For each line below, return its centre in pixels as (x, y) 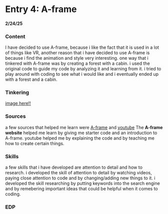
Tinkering (17, 92)
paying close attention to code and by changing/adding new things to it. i (80, 178)
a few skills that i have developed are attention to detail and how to (74, 167)
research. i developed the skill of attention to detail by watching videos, (79, 172)
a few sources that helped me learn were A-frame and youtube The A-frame (84, 127)
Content (15, 36)
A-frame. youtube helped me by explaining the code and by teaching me (80, 138)
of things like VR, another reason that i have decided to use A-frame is (77, 53)
